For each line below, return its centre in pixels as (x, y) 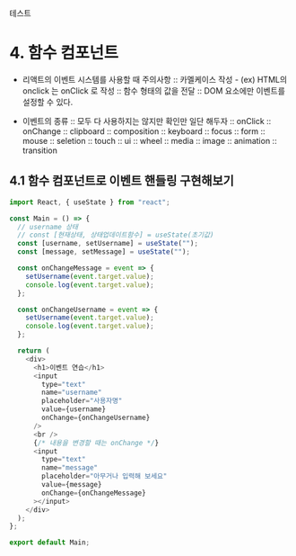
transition (40, 150)
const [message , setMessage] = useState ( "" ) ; (104, 252)
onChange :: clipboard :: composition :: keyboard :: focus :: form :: (144, 131)
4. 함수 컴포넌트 (64, 53)
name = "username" (72, 393)
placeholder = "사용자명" (82, 401)
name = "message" (70, 468)
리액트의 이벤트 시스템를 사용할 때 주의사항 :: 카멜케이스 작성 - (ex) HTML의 (155, 79)
